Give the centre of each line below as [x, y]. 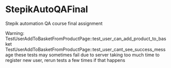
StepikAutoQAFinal [47, 9]
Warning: [15, 33]
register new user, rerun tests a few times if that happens [65, 60]
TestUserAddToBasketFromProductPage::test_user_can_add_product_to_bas [86, 39]
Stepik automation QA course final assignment [54, 23]
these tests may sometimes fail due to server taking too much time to [87, 55]
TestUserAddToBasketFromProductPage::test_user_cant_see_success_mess [86, 49]
